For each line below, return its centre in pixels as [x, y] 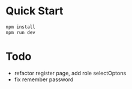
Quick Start [34, 11]
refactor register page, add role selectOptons [70, 73]
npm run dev [20, 32]
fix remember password [44, 79]
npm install [20, 27]
